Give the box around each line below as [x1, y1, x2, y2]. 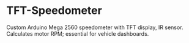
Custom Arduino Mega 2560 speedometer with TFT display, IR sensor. [6, 24, 183, 31]
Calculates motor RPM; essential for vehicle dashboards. [6, 30, 149, 37]
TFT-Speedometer [6, 4, 102, 18]
